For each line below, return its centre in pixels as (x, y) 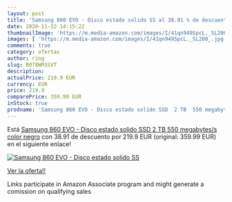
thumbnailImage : (30, 33)
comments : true (29, 46)
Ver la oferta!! (27, 170)
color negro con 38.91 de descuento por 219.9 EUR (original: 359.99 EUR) (112, 137)
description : (26, 71)
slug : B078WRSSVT (32, 65)
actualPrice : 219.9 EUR (41, 78)
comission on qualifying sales (49, 191)
